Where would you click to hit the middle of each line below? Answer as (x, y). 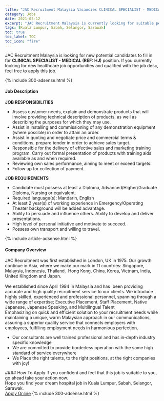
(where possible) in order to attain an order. (56, 132)
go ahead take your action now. (37, 378)
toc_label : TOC (20, 37)
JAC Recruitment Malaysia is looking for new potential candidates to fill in (79, 55)
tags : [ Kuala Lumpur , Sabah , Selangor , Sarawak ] (55, 28)
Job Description (22, 91)
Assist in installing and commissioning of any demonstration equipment (84, 127)
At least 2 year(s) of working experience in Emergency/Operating (77, 203)
